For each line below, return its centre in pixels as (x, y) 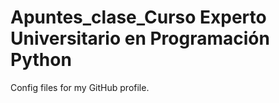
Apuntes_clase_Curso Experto (138, 17)
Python (41, 60)
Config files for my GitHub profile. (80, 87)
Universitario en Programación (140, 38)
